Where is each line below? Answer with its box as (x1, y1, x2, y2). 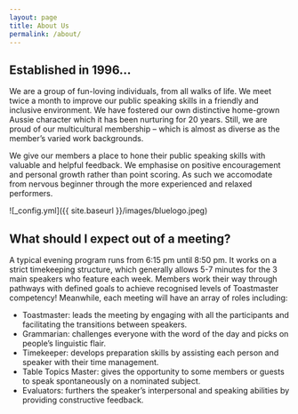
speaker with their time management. (21, 357, 159, 367)
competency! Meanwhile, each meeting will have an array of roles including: (9, 292, 288, 303)
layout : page (9, 12, 58, 22)
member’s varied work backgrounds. (9, 133, 144, 144)
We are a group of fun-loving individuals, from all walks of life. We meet (9, 86, 272, 97)
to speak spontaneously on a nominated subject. (21, 376, 201, 386)
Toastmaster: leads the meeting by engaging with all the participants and (21, 310, 289, 320)
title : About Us (9, 21, 69, 30)
